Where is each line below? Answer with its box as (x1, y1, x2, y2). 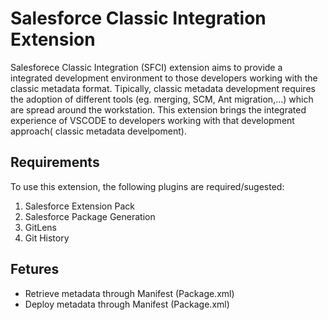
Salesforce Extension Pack (24, 200, 135, 212)
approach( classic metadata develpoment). (10, 125, 187, 137)
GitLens (24, 221, 57, 233)
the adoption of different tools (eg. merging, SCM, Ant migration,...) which (10, 93, 314, 105)
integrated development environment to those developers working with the (10, 72, 318, 84)
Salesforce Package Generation (24, 210, 156, 222)
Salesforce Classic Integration (10, 7, 267, 30)
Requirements (10, 154, 100, 171)
